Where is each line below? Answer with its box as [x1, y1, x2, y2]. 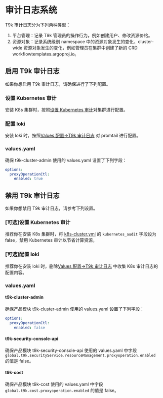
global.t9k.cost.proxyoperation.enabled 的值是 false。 [5, 387, 119, 393]
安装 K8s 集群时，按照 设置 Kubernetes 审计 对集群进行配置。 [5, 107, 128, 113]
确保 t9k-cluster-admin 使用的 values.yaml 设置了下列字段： [5, 157, 127, 163]
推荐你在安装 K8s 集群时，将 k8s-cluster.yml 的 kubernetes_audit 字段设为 [5, 231, 157, 237]
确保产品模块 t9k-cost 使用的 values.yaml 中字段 [5, 381, 104, 387]
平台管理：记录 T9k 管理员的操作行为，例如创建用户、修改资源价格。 [12, 32, 153, 38]
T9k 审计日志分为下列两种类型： [5, 22, 71, 28]
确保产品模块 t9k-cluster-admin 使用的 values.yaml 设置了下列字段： [5, 306, 144, 312]
